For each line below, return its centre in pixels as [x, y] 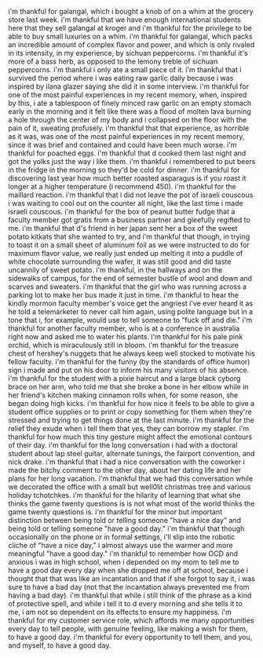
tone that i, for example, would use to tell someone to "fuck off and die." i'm [130, 320]
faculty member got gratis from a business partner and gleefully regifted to [130, 220]
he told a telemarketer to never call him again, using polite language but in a [131, 312]
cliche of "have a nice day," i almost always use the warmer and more [121, 545]
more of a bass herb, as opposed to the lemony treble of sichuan [113, 61]
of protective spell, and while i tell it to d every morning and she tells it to [126, 603]
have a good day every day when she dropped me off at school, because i [128, 570]
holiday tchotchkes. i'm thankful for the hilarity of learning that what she [124, 495]
